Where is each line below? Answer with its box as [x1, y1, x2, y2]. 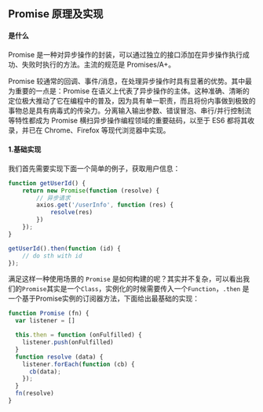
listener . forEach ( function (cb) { [22, 360, 135, 368]
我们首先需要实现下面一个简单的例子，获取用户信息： [8, 163, 181, 173]
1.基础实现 [8, 144, 42, 155]
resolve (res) [49, 209, 93, 217]
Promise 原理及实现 [8, 7, 104, 21]
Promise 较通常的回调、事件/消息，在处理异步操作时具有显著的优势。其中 [8, 76, 246, 86]
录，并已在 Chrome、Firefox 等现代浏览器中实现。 [8, 125, 170, 135]
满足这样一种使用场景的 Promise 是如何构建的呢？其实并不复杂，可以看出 [8, 274, 243, 284]
